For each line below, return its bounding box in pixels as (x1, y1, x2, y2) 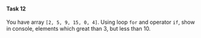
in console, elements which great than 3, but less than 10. (6, 25, 151, 32)
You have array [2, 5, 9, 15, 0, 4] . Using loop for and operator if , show (6, 18, 196, 26)
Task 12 (6, 5, 26, 12)
